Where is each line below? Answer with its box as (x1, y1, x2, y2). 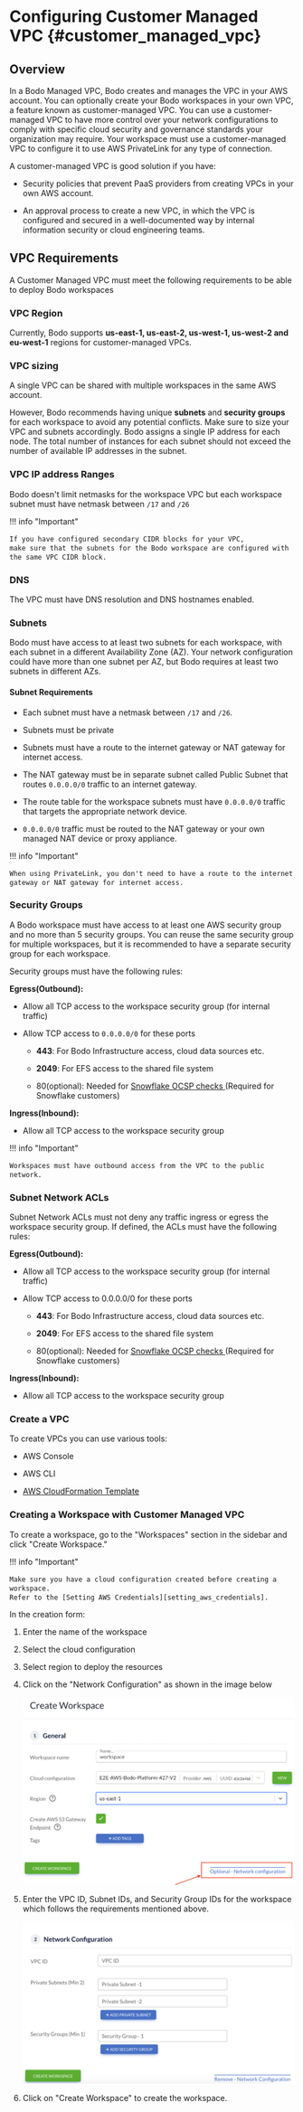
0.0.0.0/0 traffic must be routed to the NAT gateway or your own (22, 823, 265, 834)
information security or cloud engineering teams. (22, 224, 205, 235)
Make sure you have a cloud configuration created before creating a (9, 1575, 278, 1584)
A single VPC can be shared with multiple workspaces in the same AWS (9, 380, 277, 391)
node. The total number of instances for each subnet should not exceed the (9, 436, 291, 447)
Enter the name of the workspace (22, 1626, 147, 1637)
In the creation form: (9, 1608, 86, 1619)
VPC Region (9, 306, 63, 319)
